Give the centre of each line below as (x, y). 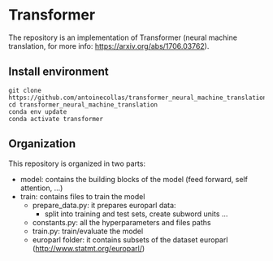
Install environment (59, 72)
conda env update (38, 111)
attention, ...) (41, 188)
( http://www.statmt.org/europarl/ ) (89, 248)
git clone (25, 90)
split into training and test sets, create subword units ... (136, 214)
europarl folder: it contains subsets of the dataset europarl (130, 239)
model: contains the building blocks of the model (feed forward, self (134, 179)
